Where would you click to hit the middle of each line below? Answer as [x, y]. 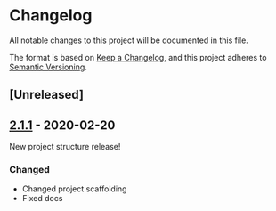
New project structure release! [65, 147]
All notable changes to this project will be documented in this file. [129, 40]
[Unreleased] [47, 95]
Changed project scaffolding [74, 189]
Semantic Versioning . [48, 67]
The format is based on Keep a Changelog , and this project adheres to [138, 57]
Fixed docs [42, 199]
